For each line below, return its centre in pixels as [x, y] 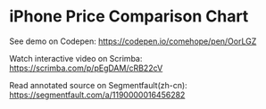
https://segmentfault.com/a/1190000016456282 [97, 95]
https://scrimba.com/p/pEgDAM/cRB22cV [86, 68]
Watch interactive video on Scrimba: [76, 58]
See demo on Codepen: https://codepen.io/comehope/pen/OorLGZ [133, 41]
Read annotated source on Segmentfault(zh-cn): [98, 85]
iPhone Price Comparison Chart [129, 17]
